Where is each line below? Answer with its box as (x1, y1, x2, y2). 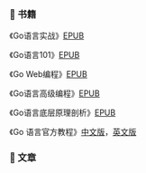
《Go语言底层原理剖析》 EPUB (9, 107, 116, 119)
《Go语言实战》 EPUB (9, 30, 85, 42)
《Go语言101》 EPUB (9, 50, 80, 61)
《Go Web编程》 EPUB (9, 69, 87, 80)
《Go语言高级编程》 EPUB (9, 88, 101, 99)
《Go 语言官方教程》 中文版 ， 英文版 (9, 127, 137, 138)
